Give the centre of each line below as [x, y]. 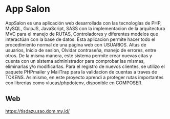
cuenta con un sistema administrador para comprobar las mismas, [75, 61]
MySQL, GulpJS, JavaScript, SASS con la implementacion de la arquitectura [85, 28]
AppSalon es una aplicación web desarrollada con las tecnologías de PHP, [84, 23]
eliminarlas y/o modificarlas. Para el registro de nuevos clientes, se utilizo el [85, 66]
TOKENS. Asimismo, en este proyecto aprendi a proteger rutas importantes [84, 77]
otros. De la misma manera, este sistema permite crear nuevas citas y [79, 55]
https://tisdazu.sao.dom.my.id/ [38, 111]
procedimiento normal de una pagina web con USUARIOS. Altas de [76, 44]
